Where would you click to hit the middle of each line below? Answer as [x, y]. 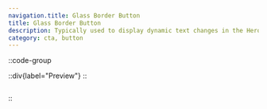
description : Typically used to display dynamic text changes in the [126, 30]
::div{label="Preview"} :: [48, 76]
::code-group [30, 60]
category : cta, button [46, 38]
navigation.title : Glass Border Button [74, 16]
